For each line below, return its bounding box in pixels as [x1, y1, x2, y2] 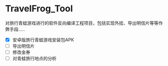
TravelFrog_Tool [5, 3, 73, 14]
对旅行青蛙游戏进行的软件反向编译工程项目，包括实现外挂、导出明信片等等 [5, 20, 158, 26]
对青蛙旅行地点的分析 [12, 56, 56, 62]
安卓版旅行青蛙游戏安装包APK [12, 37, 74, 43]
